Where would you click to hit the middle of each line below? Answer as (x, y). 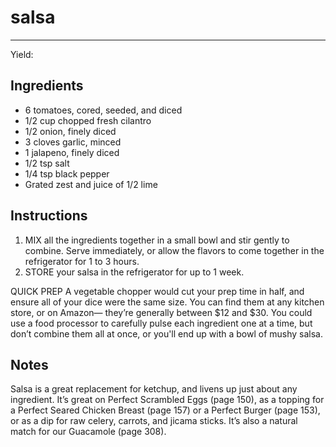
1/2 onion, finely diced (70, 131)
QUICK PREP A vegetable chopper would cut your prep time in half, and (157, 291)
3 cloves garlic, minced (73, 142)
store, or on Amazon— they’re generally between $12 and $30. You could (161, 312)
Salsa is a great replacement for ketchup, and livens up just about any (154, 389)
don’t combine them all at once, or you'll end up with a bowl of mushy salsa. (167, 333)
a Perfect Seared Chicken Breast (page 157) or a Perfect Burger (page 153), (165, 410)
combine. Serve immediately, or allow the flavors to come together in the (174, 250)
